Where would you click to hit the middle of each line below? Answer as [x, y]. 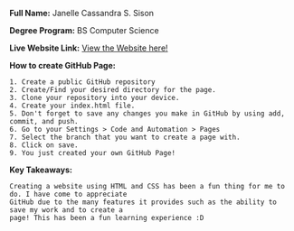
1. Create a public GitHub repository [82, 82]
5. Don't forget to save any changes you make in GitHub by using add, [147, 114]
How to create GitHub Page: [62, 65]
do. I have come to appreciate [68, 194]
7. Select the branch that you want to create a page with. [125, 137]
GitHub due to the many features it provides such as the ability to [143, 202]
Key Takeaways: [41, 170]
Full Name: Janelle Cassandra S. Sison [82, 13]
